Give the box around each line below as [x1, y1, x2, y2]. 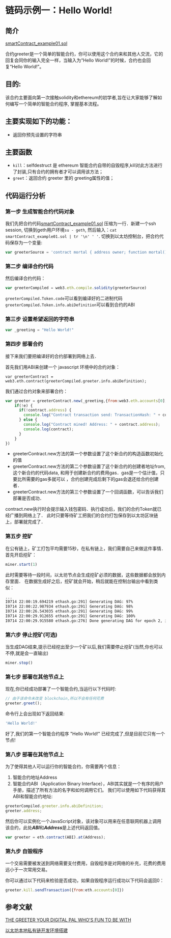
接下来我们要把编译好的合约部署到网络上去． [5, 353, 99, 359]
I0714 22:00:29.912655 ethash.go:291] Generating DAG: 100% [5, 614, 136, 619]
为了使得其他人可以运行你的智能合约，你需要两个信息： [5, 763, 121, 769]
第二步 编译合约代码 [5, 263, 54, 270]
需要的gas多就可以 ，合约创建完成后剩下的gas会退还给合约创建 [26, 476, 159, 482]
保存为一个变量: [9, 240, 43, 246]
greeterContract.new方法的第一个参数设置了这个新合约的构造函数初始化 [12, 451, 164, 457]
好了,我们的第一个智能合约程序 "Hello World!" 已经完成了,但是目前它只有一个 [5, 730, 165, 736]
